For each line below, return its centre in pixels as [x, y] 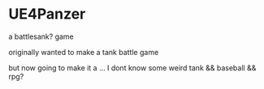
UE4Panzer [47, 14]
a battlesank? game [41, 36]
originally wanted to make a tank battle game [84, 52]
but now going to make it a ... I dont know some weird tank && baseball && [132, 68]
